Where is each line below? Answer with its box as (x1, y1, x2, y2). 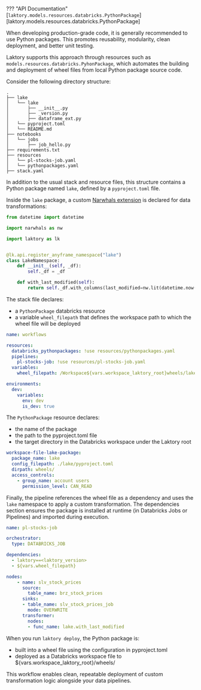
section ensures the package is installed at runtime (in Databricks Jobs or (6, 506, 188, 514)
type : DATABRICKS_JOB (11, 541, 66, 547)
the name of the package (14, 426, 77, 433)
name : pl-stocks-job (6, 524, 58, 531)
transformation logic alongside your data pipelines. (6, 677, 132, 684)
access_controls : (11, 472, 55, 478)
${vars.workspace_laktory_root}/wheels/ (14, 659, 115, 666)
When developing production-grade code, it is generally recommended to (6, 29, 188, 36)
